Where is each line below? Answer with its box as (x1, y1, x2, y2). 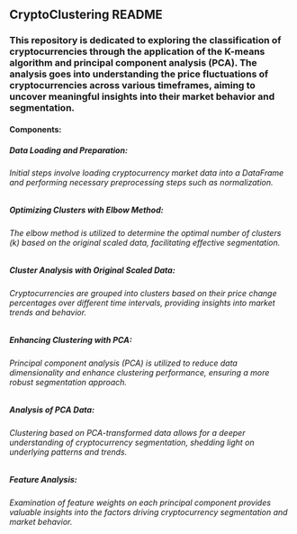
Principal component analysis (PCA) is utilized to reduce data (9, 358, 238, 368)
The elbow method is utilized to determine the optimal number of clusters (9, 227, 282, 238)
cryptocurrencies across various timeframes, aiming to (9, 79, 256, 92)
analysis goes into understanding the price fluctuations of (9, 68, 269, 80)
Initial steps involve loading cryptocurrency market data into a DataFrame (9, 167, 284, 178)
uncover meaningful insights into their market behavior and (9, 90, 275, 103)
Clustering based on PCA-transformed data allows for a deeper (9, 427, 246, 438)
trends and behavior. (9, 306, 87, 318)
